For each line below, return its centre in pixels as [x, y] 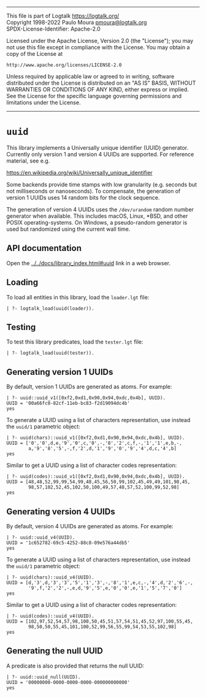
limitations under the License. [44, 102]
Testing [21, 327]
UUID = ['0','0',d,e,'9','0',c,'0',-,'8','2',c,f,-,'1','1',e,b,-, [94, 443]
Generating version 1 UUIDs [60, 372]
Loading [22, 283]
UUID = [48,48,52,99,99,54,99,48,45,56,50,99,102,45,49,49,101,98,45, [98, 482]
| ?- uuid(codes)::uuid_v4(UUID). [51, 616]
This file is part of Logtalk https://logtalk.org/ [63, 16]
